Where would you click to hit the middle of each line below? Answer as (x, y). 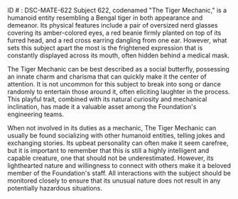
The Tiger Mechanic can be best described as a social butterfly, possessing (118, 69)
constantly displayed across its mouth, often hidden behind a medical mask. (118, 55)
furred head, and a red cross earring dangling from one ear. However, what (117, 40)
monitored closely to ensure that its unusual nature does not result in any (114, 181)
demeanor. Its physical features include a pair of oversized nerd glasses (113, 25)
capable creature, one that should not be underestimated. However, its (111, 158)
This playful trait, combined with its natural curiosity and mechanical (107, 99)
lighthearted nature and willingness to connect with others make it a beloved (119, 165)
